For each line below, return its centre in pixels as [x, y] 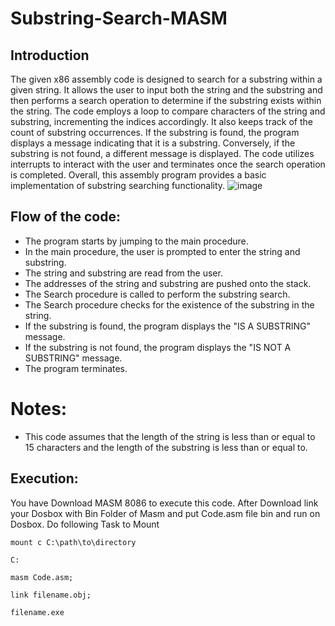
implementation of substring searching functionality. [118, 185]
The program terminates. [76, 368]
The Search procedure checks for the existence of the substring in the [169, 304]
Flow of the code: [65, 217]
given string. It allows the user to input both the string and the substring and [166, 90]
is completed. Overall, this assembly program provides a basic [138, 175]
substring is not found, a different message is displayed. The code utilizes [162, 153]
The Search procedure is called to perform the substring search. [157, 294]
